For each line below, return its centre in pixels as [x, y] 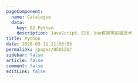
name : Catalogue [31, 17]
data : [18, 22]
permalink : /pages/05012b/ [39, 50]
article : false [25, 60]
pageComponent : [25, 11]
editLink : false [26, 71]
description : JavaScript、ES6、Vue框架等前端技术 [75, 33]
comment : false [25, 66]
